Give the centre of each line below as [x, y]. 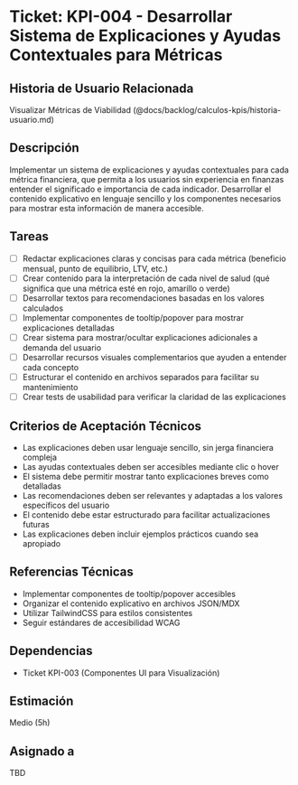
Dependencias [51, 651]
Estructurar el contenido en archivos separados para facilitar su [141, 377]
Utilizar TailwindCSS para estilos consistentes [107, 612]
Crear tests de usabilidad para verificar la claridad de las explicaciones [154, 397]
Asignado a [42, 751]
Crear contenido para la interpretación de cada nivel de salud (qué [146, 278]
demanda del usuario [62, 347]
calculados [43, 308]
